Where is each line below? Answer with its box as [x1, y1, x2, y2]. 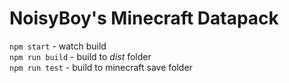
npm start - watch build [9, 40, 107, 52]
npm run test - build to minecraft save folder [9, 61, 193, 73]
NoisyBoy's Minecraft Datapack [9, 7, 279, 30]
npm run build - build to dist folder [9, 50, 152, 62]
